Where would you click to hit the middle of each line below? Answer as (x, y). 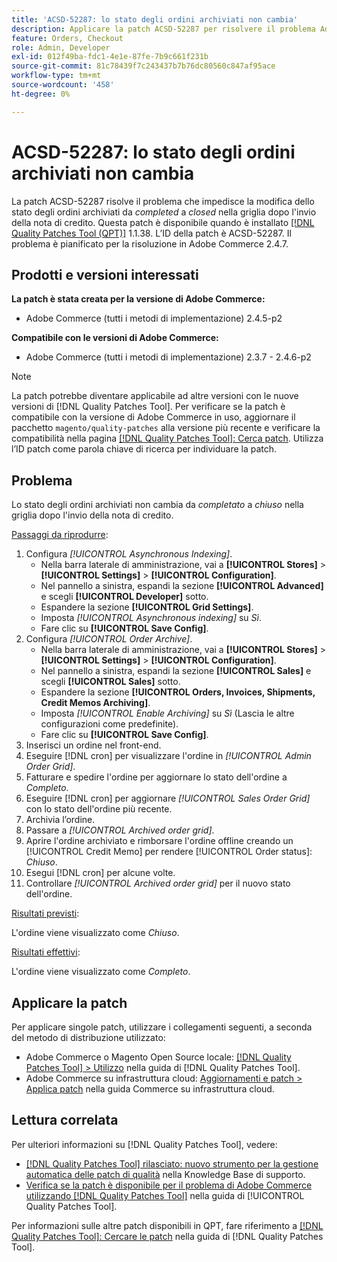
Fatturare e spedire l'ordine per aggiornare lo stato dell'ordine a (156, 777)
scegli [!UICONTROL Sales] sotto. (110, 682)
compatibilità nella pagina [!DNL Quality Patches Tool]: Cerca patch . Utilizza (167, 438)
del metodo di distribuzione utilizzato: (88, 1037)
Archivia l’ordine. (60, 820)
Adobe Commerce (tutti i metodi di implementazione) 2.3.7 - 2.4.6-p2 (168, 357)
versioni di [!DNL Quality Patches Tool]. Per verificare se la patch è (148, 407)
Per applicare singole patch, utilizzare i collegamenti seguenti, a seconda (162, 1027)
